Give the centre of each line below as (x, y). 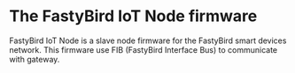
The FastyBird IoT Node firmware (133, 16)
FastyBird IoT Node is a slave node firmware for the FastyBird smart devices (148, 40)
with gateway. (35, 59)
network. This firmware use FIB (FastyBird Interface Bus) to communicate (143, 49)
